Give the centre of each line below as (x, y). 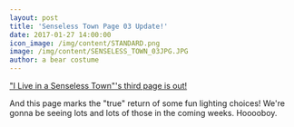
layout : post (34, 18)
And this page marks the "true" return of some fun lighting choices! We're (147, 103)
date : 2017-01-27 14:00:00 (60, 34)
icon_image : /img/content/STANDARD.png (85, 43)
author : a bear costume (54, 60)
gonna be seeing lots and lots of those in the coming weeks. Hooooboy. (143, 113)
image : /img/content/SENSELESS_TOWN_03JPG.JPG (99, 52)
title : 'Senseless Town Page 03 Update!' (89, 26)
